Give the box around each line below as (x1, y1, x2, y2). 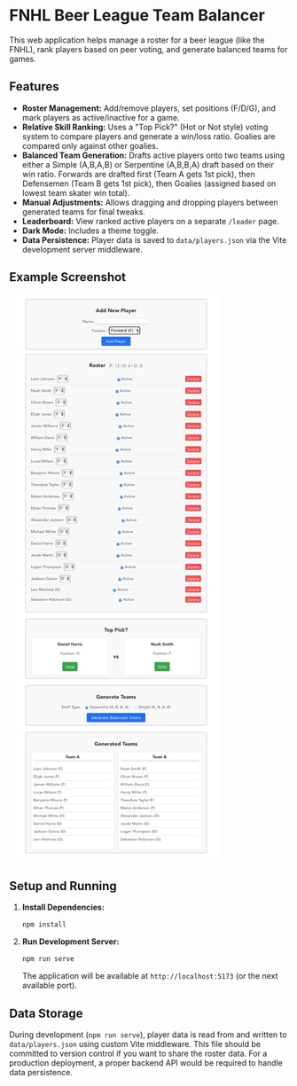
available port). (21, 981, 77, 991)
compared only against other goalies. (21, 140, 159, 151)
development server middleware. (21, 244, 144, 254)
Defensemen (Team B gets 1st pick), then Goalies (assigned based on (21, 178, 277, 189)
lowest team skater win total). (21, 187, 130, 198)
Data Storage (9, 1005, 83, 1020)
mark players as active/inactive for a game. (21, 112, 180, 122)
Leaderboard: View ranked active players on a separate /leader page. (21, 215, 279, 226)
